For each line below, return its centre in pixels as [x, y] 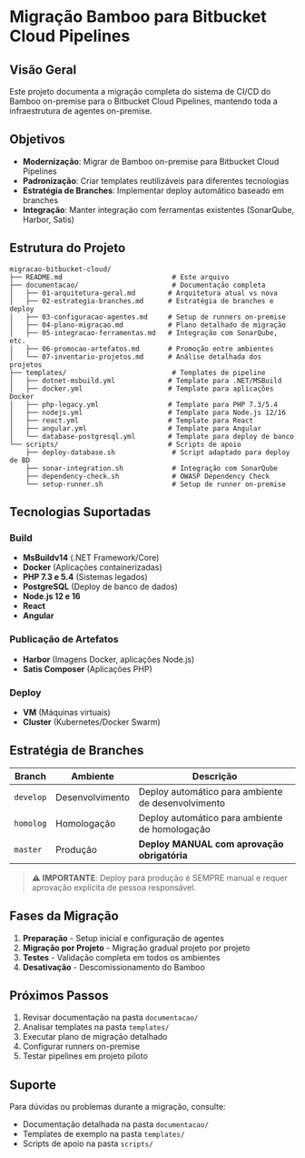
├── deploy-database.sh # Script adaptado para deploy [158, 452]
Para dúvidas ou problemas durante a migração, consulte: [118, 1107]
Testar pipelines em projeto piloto [85, 1056]
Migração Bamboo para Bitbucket [138, 17]
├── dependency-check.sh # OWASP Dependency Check [148, 476]
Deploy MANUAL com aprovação [211, 844]
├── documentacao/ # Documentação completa [138, 285]
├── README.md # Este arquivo [119, 277]
